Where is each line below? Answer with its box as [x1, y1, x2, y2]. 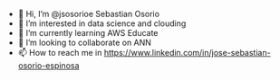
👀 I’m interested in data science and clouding [17, 18, 187, 29]
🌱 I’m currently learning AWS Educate [17, 28, 159, 38]
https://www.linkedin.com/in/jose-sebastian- [103, 48, 271, 58]
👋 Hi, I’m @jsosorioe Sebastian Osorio [17, 9, 160, 19]
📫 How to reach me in [17, 48, 102, 58]
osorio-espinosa [17, 60, 80, 71]
